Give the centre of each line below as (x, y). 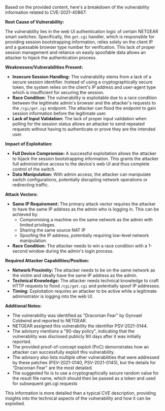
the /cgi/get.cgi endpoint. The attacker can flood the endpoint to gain (84, 108)
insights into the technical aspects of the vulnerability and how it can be (78, 398)
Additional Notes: (23, 306)
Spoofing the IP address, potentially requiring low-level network (84, 235)
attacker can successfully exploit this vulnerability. (63, 352)
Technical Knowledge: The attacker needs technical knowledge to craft (85, 281)
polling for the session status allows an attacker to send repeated (79, 124)
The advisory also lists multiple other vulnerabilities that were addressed (86, 357)
